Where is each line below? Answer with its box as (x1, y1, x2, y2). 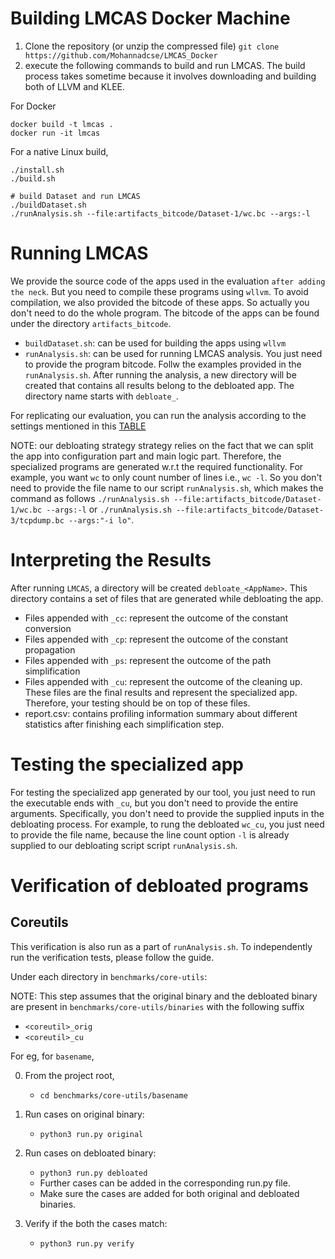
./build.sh (10, 173, 56, 184)
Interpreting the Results (10, 549, 212, 572)
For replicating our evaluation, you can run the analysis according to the (10, 409, 307, 421)
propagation (24, 643, 76, 656)
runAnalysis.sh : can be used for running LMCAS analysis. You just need (24, 347, 323, 359)
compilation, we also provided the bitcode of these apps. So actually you (10, 296, 310, 308)
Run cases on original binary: (24, 1108, 145, 1120)
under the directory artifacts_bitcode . (10, 317, 172, 329)
